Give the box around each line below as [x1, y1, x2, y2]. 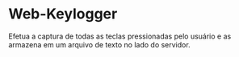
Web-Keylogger [8, 5, 118, 23]
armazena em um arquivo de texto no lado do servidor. [8, 39, 191, 49]
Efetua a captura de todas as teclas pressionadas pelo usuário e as [8, 31, 232, 41]
